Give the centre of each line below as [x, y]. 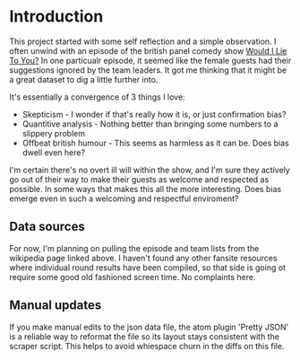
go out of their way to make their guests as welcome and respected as [139, 179]
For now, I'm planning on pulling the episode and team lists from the [134, 248]
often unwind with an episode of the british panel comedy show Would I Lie [148, 50]
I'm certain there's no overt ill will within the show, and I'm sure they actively [150, 170]
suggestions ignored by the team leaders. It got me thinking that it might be [148, 70]
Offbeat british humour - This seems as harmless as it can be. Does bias [155, 143]
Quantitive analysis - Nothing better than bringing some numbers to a [150, 124]
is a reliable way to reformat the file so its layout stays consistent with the [145, 336]
